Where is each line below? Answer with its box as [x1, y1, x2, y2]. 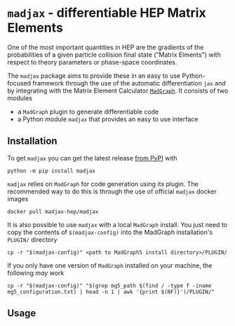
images [7, 194, 29, 203]
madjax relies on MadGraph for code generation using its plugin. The [7, 179, 199, 188]
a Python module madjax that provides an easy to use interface [17, 114, 199, 123]
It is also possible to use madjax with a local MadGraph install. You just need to [7, 220, 228, 229]
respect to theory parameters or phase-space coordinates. [7, 57, 177, 66]
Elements [7, 20, 63, 36]
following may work [7, 269, 65, 277]
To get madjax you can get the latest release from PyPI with [7, 154, 177, 162]
